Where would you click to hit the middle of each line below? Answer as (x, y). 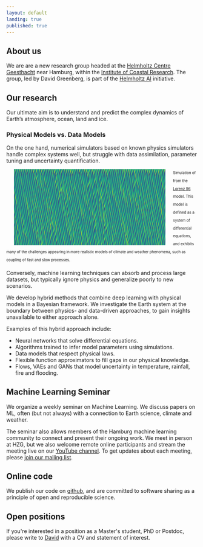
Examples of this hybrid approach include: (59, 329)
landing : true (24, 19)
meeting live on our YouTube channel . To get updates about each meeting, (99, 451)
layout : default (27, 13)
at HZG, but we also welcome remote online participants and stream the (96, 444)
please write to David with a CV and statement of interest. (78, 538)
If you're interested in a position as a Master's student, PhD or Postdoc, (95, 531)
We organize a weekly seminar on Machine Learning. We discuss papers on (101, 406)
